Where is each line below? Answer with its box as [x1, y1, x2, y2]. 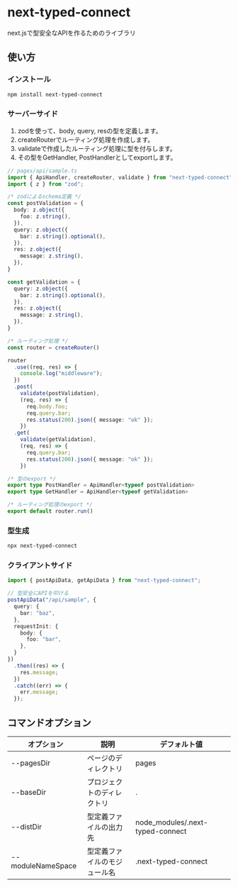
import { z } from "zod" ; [7, 180, 84, 188]
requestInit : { [13, 623, 59, 630]
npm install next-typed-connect [7, 91, 103, 98]
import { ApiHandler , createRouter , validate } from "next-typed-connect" [7, 174, 233, 181]
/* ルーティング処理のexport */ [7, 501, 93, 508]
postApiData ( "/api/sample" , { [7, 596, 97, 603]
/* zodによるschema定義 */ [7, 193, 81, 201]
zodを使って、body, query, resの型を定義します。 [17, 126, 162, 135]
